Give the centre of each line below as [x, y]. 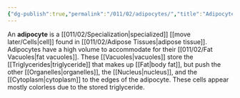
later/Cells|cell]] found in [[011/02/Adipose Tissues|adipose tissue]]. [107, 42]
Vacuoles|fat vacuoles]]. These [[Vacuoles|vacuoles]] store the [101, 57]
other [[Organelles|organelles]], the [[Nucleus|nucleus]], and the [102, 72]
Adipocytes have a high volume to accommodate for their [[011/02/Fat [110, 49]
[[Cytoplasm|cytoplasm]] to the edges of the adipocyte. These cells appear [118, 80]
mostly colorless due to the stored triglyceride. [76, 87]
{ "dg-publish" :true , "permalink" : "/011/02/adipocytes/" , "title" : [105, 14]
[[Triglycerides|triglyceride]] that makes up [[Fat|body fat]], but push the [114, 64]
